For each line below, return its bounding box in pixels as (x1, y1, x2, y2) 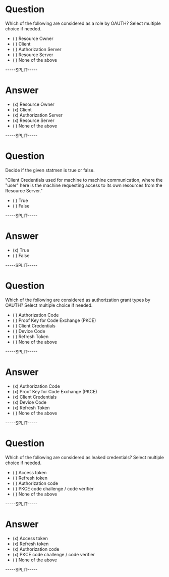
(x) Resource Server (12, 117, 54, 123)
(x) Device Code (12, 399, 47, 405)
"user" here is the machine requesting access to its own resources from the (5, 182, 162, 188)
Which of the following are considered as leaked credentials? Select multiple (5, 454, 164, 460)
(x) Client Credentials (12, 394, 57, 400)
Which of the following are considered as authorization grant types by (5, 297, 150, 303)
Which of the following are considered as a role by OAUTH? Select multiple (5, 20, 161, 26)
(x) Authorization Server (12, 112, 63, 118)
